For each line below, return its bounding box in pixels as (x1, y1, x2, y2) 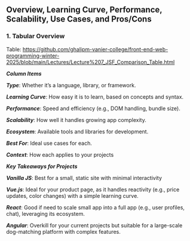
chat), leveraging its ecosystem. (6, 210, 85, 217)
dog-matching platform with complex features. (6, 228, 121, 235)
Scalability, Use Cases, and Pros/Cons (6, 14, 152, 25)
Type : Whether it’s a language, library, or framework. (6, 81, 136, 89)
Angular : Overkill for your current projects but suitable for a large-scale (6, 221, 183, 229)
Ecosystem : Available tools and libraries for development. (6, 128, 149, 135)
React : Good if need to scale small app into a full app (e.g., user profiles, (6, 203, 185, 211)
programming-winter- (6, 52, 60, 59)
